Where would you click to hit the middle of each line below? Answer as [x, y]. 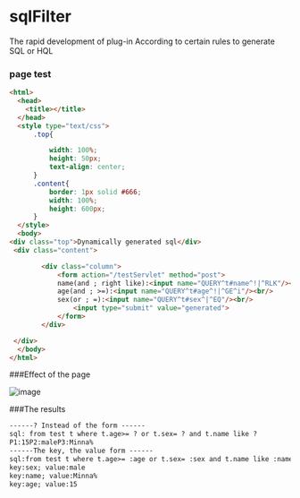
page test [30, 73]
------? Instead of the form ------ [77, 426]
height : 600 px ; [77, 209]
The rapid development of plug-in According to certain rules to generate [142, 41]
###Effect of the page [50, 374]
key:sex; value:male [48, 468]
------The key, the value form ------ [81, 451]
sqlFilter [41, 17]
